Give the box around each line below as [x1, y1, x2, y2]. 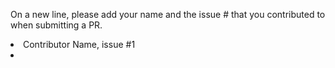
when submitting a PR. [10, 19, 103, 31]
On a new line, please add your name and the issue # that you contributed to [10, 9, 326, 20]
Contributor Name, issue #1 [23, 39, 136, 50]
